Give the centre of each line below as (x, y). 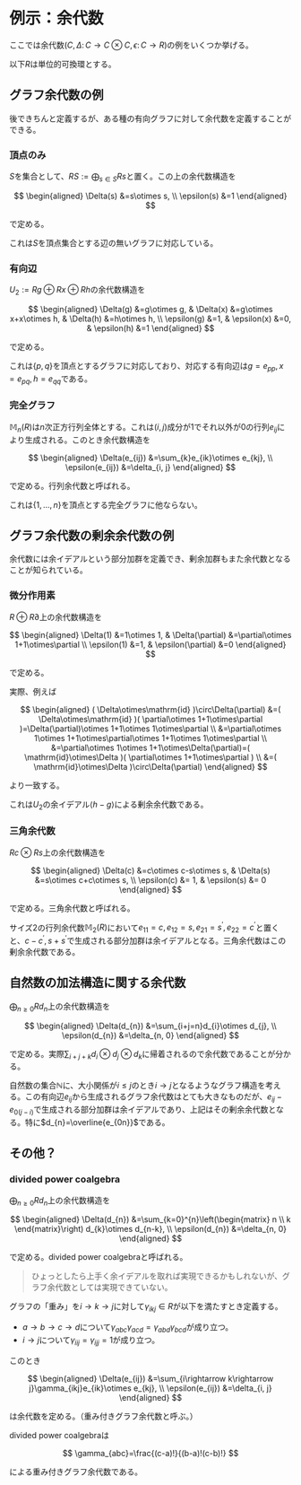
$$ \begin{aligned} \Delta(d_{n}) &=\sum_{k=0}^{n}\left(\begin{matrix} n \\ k (150, 1219)
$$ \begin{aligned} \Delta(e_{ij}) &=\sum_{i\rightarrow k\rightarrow (150, 1378)
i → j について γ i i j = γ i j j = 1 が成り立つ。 (91, 1341)
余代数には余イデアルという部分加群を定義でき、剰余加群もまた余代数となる (150, 559)
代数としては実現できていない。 (114, 1288)
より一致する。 (37, 785)
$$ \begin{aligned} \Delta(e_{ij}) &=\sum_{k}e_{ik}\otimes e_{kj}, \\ (150, 458)
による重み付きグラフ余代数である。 (76, 1472)
